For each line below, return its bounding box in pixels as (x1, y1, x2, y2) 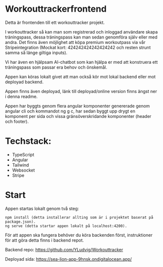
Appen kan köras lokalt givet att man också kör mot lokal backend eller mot (5, 74, 156, 79)
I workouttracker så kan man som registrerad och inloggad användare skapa (5, 29, 158, 35)
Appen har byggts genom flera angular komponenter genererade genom (5, 103, 150, 109)
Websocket (12, 167, 35, 173)
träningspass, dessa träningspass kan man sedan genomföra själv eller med (5, 34, 158, 40)
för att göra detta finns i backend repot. (5, 237, 84, 243)
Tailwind (12, 162, 29, 168)
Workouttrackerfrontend (5, 3, 107, 15)
